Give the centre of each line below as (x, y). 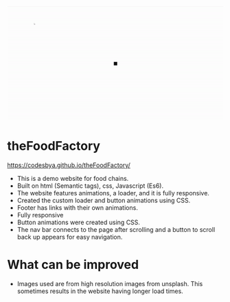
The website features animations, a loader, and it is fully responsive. (113, 193)
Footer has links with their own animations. (78, 208)
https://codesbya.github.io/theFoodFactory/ (69, 165)
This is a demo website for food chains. (73, 179)
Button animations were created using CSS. (79, 222)
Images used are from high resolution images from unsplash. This (110, 284)
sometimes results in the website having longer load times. (100, 291)
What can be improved (73, 265)
